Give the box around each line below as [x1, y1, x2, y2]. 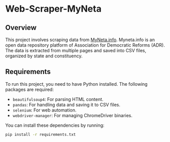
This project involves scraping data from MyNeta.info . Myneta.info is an [5, 37, 155, 43]
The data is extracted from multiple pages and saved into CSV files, [5, 48, 146, 53]
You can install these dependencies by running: [5, 122, 105, 128]
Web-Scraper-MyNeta [5, 3, 101, 15]
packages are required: [5, 86, 54, 92]
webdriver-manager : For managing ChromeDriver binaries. [12, 112, 133, 118]
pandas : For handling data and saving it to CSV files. [12, 101, 121, 108]
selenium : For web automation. [12, 107, 77, 113]
